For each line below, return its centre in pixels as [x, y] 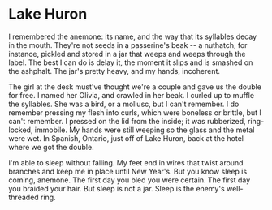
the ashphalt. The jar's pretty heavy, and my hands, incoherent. [114, 71]
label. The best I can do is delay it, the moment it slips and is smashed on [131, 62]
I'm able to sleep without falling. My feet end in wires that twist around [126, 162]
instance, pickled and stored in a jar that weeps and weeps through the [127, 54]
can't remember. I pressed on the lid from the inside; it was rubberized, [127, 121]
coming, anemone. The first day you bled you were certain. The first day [130, 180]
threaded [24, 197]
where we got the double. [52, 147]
